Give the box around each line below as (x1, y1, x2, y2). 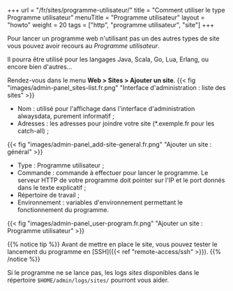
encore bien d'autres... (7, 63, 73, 70)
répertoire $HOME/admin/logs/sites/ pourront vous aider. (7, 276, 170, 284)
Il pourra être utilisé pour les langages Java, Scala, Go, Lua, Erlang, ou (7, 55, 209, 64)
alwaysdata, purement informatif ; (17, 112, 115, 120)
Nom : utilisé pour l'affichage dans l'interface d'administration (17, 105, 195, 112)
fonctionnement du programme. (17, 206, 110, 214)
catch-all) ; (17, 127, 49, 135)
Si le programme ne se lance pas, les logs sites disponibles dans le (7, 269, 200, 276)
